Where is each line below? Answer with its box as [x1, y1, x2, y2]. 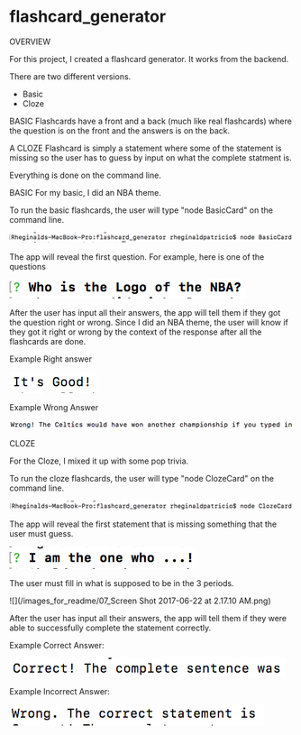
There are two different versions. [9, 70, 132, 82]
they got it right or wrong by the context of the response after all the [9, 326, 262, 337]
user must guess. [9, 528, 74, 538]
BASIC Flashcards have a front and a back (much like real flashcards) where [9, 115, 293, 126]
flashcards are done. [9, 335, 87, 346]
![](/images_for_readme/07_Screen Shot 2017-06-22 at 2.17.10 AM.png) [9, 595, 272, 606]
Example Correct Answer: [9, 639, 105, 650]
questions [9, 261, 47, 271]
